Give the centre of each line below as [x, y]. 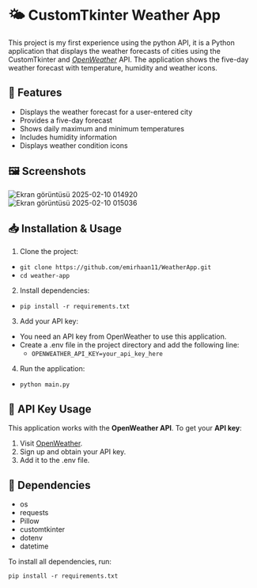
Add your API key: [49, 321]
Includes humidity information [68, 137]
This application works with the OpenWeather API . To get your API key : [125, 428]
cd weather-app [45, 276]
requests [34, 512]
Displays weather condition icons [74, 145]
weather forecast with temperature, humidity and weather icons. [113, 67]
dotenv [31, 538]
